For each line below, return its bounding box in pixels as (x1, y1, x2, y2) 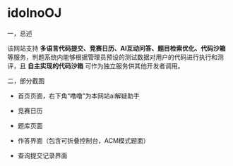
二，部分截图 (7, 76, 44, 85)
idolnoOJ (7, 5, 62, 21)
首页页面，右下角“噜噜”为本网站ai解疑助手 (17, 91, 140, 100)
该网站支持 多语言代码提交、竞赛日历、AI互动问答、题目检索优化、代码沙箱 (7, 44, 226, 52)
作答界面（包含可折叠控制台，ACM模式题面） (17, 136, 150, 145)
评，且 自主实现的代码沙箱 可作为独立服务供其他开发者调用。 (7, 61, 184, 70)
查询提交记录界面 (17, 151, 68, 160)
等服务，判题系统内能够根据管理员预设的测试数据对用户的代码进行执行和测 (7, 53, 224, 61)
